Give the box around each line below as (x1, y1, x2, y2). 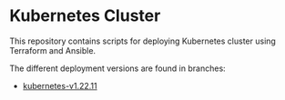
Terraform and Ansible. (9, 45, 97, 55)
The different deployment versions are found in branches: (9, 63, 226, 74)
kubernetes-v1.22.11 (22, 80, 97, 91)
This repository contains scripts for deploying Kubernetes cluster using (9, 35, 276, 46)
